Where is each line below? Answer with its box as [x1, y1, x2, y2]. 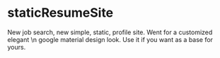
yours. [7, 43, 26, 51]
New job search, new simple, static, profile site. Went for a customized [7, 28, 213, 36]
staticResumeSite [7, 5, 114, 21]
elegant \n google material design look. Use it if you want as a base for [7, 35, 214, 43]
